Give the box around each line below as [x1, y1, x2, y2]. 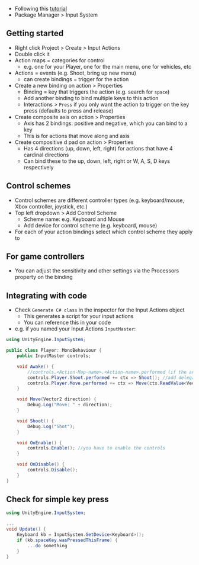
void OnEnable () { [17, 439, 62, 446]
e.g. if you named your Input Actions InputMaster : [14, 325, 136, 332]
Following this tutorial [14, 5, 67, 12]
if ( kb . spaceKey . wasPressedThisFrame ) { [17, 537, 118, 543]
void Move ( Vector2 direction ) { [17, 396, 97, 402]
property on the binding [14, 274, 73, 281]
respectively [23, 163, 54, 171]
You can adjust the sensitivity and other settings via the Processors [14, 267, 179, 274]
